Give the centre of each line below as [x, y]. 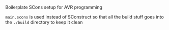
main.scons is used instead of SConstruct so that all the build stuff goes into [84, 17]
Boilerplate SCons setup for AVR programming [54, 7]
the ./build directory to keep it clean [44, 22]
